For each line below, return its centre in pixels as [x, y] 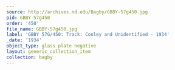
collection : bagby [29, 57]
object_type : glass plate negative [51, 46]
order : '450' [23, 23]
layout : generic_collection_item [49, 52]
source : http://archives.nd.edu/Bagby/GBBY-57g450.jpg [77, 12]
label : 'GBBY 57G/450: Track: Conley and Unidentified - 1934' [88, 35]
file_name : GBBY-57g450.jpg [42, 29]
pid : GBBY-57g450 [28, 18]
